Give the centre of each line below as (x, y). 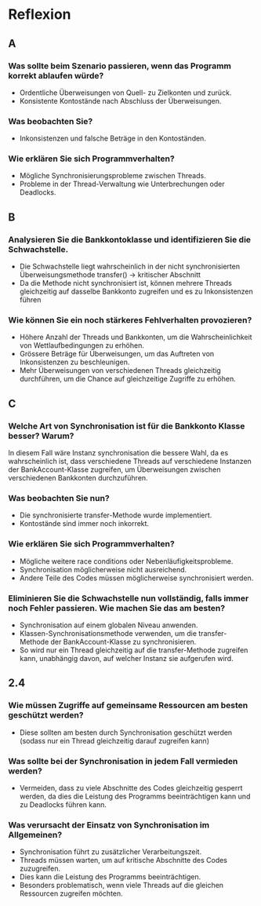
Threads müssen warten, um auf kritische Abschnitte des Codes (123, 860)
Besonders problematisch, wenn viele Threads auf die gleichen (121, 886)
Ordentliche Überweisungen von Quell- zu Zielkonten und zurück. (125, 93)
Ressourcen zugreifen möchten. (71, 893)
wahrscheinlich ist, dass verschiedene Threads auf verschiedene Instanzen (130, 462)
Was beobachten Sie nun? (59, 499)
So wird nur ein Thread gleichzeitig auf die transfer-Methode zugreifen (134, 650)
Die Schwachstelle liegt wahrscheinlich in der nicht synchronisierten (130, 267)
